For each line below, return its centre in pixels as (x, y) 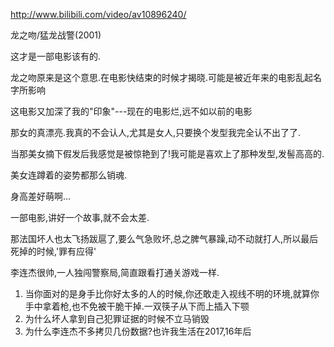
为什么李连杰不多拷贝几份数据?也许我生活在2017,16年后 (138, 331)
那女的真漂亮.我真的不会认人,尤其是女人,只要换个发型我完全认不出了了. (156, 132)
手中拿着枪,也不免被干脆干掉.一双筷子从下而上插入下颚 (137, 306)
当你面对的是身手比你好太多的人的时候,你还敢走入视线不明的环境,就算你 (172, 293)
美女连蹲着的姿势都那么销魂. (69, 175)
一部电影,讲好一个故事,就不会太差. (80, 217)
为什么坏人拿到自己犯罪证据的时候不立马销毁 (117, 318)
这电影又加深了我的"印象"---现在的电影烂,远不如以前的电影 (131, 111)
